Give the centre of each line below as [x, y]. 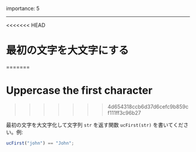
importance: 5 [23, 8]
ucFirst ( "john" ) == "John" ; [40, 143]
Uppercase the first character [79, 91]
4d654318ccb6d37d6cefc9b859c [148, 107]
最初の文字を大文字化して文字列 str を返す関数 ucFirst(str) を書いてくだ [95, 125]
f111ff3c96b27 [124, 112]
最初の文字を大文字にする [68, 50]
